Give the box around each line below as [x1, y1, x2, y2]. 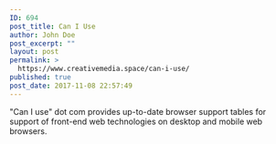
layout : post [9, 47, 59, 57]
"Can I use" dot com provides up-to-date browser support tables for [9, 106, 267, 117]
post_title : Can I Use [9, 22, 96, 31]
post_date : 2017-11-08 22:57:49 [9, 81, 133, 90]
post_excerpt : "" [9, 38, 76, 48]
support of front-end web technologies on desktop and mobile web [9, 116, 263, 127]
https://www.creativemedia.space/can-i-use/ [17, 65, 190, 74]
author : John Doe [9, 30, 76, 39]
